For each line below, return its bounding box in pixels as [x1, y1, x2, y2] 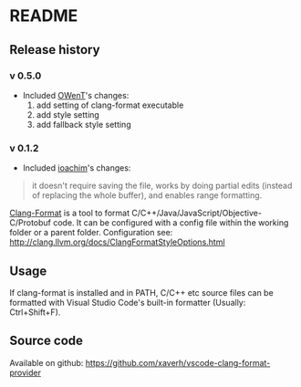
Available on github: [9, 357, 84, 368]
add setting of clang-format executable [36, 99, 184, 110]
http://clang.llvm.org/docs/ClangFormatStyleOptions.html [9, 236, 225, 247]
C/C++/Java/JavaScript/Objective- [131, 207, 263, 219]
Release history [9, 42, 100, 58]
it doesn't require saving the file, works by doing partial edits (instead [31, 180, 293, 192]
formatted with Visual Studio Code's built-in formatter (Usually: [9, 297, 246, 308]
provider [9, 367, 41, 378]
